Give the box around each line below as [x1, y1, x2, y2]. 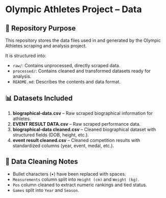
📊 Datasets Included [5, 94, 73, 103]
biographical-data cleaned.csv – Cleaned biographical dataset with [12, 126, 156, 132]
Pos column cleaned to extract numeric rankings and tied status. [12, 182, 147, 188]
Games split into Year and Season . [12, 187, 79, 193]
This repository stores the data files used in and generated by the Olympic [5, 37, 161, 43]
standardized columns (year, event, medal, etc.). [12, 143, 115, 149]
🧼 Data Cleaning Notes [5, 157, 78, 166]
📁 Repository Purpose [5, 24, 76, 33]
